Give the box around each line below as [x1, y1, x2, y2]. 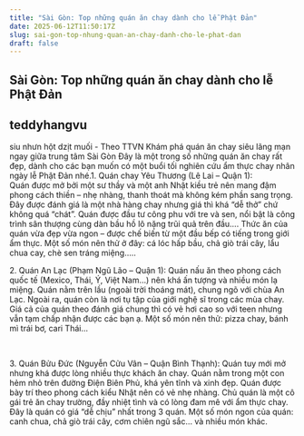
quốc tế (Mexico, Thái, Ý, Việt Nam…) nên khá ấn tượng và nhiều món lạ [9, 274, 279, 286]
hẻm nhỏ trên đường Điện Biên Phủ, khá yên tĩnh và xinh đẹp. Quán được [9, 378, 282, 389]
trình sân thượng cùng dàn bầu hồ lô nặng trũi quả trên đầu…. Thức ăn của [9, 219, 289, 230]
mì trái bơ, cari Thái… [9, 323, 89, 334]
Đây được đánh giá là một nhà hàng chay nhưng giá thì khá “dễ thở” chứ [9, 199, 279, 210]
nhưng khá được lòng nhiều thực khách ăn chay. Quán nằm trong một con [9, 368, 285, 379]
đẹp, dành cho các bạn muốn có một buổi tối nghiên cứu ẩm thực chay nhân [9, 161, 295, 172]
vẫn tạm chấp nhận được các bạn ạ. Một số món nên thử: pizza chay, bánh [9, 313, 289, 324]
